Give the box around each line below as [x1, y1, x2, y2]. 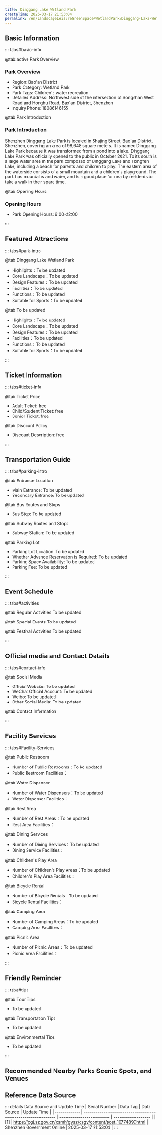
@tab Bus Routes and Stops [5, 501, 61, 507]
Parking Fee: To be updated [12, 564, 67, 570]
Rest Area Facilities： [12, 821, 54, 827]
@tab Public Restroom [5, 754, 50, 760]
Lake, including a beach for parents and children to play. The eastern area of [5, 163, 157, 169]
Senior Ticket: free [12, 413, 49, 419]
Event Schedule [5, 587, 54, 595]
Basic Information [5, 34, 60, 42]
